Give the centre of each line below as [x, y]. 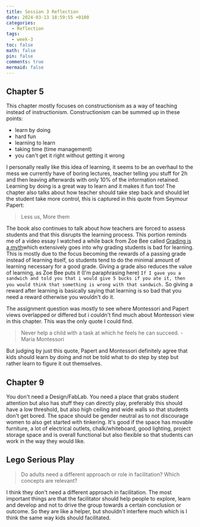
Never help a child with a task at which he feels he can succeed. [100, 333]
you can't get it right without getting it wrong [70, 155]
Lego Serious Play [40, 460]
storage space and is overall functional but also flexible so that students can [100, 435]
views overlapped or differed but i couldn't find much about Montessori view [100, 315]
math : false [21, 51]
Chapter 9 [25, 382]
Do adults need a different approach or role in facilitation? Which [100, 474]
